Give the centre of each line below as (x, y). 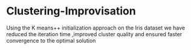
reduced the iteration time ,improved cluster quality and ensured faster (94, 34)
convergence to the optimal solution (51, 40)
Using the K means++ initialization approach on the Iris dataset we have (96, 28)
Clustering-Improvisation (71, 11)
